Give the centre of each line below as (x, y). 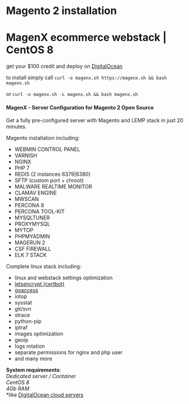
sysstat (23, 303)
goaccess (26, 290)
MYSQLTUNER (32, 218)
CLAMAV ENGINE (36, 193)
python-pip (28, 321)
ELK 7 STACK (30, 255)
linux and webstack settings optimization (63, 278)
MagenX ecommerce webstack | (86, 38)
